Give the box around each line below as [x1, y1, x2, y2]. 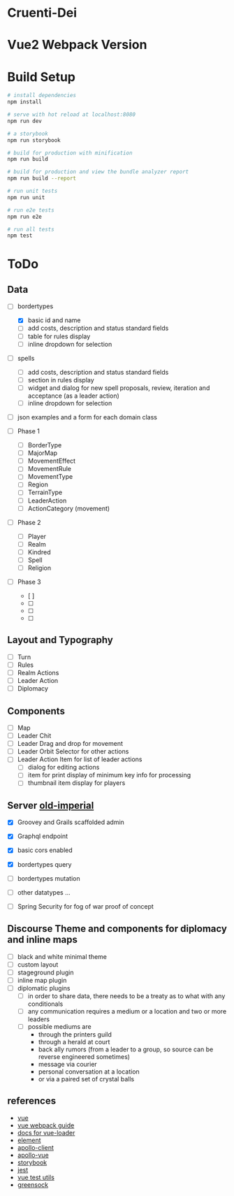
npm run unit [7, 194, 45, 201]
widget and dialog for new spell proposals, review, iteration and [27, 383, 210, 392]
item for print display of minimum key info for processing [27, 771, 191, 779]
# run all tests [7, 226, 54, 233]
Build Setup [7, 69, 75, 85]
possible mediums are [27, 1023, 92, 1030]
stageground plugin [17, 968, 74, 977]
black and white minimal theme [17, 952, 107, 960]
